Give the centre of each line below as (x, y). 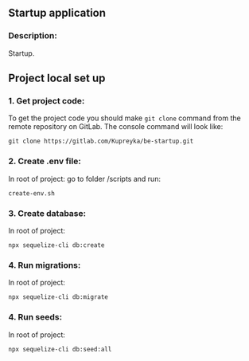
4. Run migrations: (45, 265)
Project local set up (57, 78)
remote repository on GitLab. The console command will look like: (116, 127)
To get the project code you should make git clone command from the (124, 118)
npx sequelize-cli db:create (56, 245)
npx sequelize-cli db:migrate (58, 297)
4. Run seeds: (35, 317)
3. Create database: (47, 213)
